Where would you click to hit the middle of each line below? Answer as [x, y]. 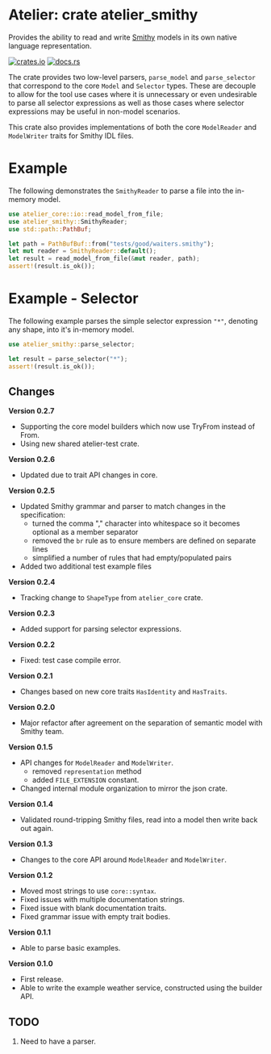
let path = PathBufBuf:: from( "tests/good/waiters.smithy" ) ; [112, 244]
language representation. [50, 45]
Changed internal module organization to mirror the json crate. [124, 788]
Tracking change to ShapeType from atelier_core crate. [111, 598]
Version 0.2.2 [31, 645]
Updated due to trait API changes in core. [89, 475]
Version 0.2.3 [31, 613]
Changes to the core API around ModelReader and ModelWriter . [123, 860]
